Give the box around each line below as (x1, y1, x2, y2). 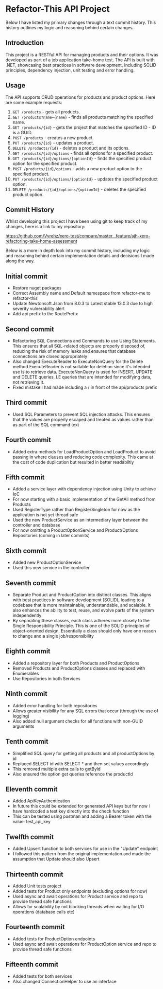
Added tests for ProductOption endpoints (12, 935, 95, 942)
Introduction (5, 39, 44, 47)
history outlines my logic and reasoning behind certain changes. (5, 24, 134, 30)
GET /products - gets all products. (12, 108, 81, 115)
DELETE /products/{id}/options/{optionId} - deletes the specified (12, 186, 146, 192)
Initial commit (5, 272, 48, 280)
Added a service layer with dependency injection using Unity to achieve (12, 486, 156, 492)
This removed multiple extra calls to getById (12, 766, 101, 772)
